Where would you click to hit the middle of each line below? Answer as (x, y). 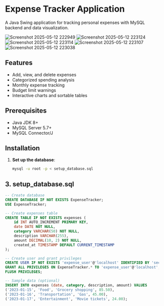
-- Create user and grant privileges (43, 258)
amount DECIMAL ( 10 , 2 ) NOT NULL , (48, 240)
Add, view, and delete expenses (44, 75)
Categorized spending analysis (43, 80)
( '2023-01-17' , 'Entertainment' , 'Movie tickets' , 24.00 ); (66, 299)
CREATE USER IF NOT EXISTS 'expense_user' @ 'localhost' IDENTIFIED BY (77, 263)
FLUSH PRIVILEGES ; (24, 272)
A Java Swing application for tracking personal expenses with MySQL (75, 22)
